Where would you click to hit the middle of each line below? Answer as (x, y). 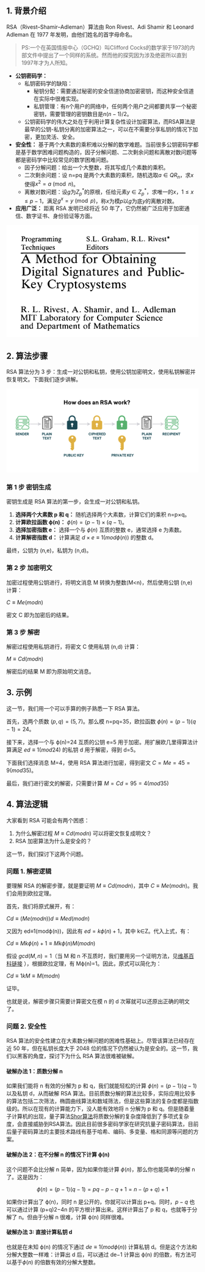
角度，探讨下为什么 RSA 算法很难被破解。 (85, 1056)
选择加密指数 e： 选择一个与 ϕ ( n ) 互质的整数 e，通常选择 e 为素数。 (100, 530)
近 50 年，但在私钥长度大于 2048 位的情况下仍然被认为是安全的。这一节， (99, 1048)
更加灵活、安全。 (56, 137)
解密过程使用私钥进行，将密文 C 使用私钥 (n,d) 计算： (74, 646)
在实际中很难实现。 (58, 98)
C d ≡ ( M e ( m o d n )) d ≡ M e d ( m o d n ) (48, 918)
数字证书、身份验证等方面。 (61, 216)
